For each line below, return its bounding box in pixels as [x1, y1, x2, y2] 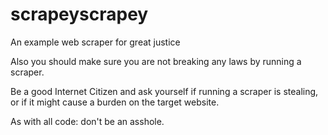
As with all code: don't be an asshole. [10, 115, 165, 127]
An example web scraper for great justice [10, 36, 181, 48]
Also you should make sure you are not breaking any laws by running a [10, 55, 302, 67]
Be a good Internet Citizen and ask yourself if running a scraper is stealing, [10, 85, 319, 97]
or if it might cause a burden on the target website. [10, 96, 220, 108]
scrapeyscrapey [10, 3, 149, 26]
